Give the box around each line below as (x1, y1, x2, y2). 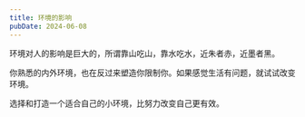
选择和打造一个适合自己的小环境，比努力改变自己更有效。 (9, 97, 224, 109)
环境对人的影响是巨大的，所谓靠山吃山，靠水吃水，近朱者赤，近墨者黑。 (9, 47, 280, 59)
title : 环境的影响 (9, 13, 73, 23)
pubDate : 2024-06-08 (9, 22, 88, 31)
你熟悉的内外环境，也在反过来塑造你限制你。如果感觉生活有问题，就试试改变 (9, 67, 296, 78)
